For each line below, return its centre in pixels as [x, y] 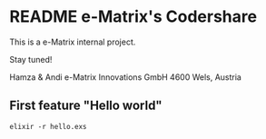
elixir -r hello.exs [49, 126]
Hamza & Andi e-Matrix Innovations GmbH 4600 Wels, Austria [126, 77]
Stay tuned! [31, 59]
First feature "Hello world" [86, 106]
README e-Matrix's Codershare [133, 17]
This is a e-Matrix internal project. [73, 42]
